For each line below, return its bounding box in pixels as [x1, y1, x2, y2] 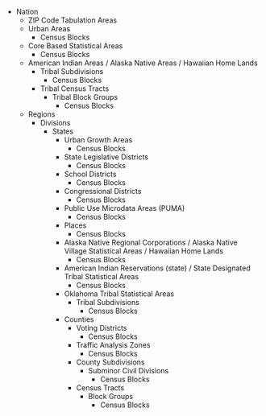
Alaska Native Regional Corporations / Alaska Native [64, 237, 238, 247]
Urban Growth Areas [64, 135, 133, 144]
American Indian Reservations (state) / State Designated [64, 263, 251, 273]
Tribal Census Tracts [39, 84, 110, 93]
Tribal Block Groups [52, 93, 118, 101]
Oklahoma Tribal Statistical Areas [64, 289, 175, 299]
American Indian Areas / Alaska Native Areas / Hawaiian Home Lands [27, 58, 258, 68]
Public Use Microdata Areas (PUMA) [64, 204, 185, 212]
